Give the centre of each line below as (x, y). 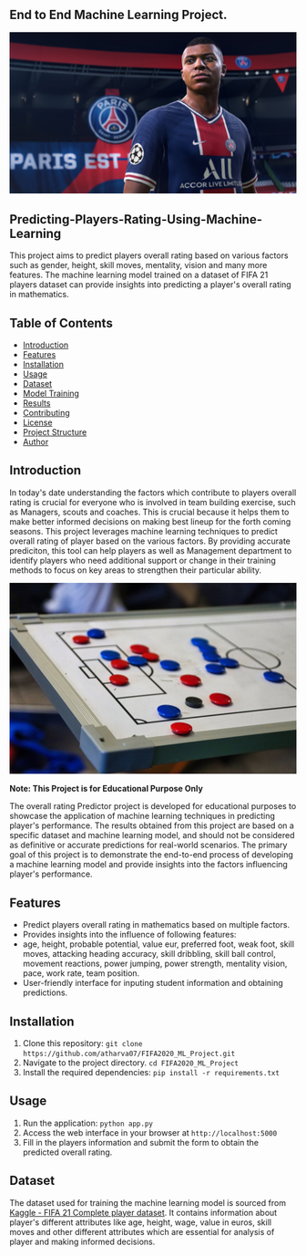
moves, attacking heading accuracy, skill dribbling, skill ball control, (149, 954)
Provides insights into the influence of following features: (129, 935)
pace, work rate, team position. (81, 973)
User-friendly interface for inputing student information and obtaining (153, 983)
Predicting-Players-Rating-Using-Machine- (136, 219)
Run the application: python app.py (87, 1123)
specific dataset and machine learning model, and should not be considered (152, 836)
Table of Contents (61, 323)
